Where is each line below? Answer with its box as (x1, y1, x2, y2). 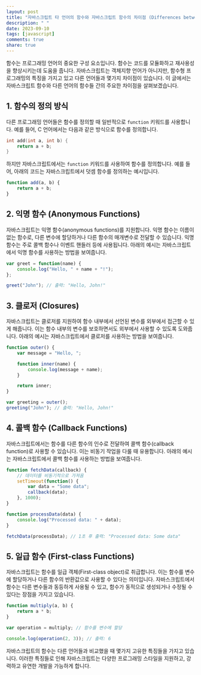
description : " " (6, 20, 50, 26)
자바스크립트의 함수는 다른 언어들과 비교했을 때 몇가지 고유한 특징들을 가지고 (6, 647, 184, 654)
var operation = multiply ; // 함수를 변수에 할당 (6, 625, 123, 631)
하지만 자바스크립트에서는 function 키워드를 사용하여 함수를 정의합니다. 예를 (6, 160, 184, 168)
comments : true (6, 37, 44, 43)
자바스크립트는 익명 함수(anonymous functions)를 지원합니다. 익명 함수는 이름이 (6, 226, 194, 233)
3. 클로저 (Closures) (6, 300, 80, 311)
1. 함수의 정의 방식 (6, 101, 69, 112)
